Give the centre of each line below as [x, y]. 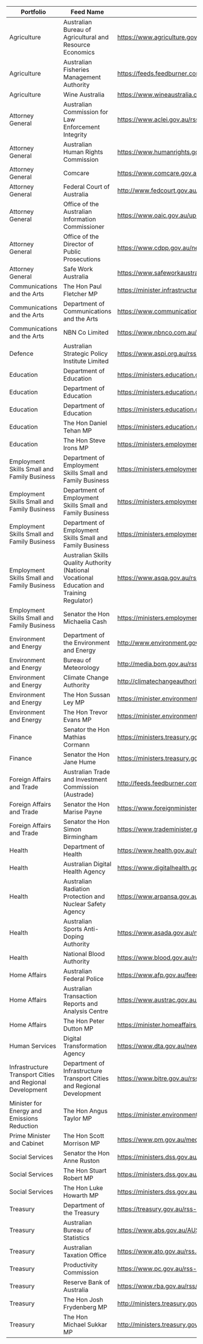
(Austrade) [79, 795]
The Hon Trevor [85, 712]
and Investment [85, 780]
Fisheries [76, 70]
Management [82, 77]
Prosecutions [82, 259]
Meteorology [81, 668]
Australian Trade [87, 772]
